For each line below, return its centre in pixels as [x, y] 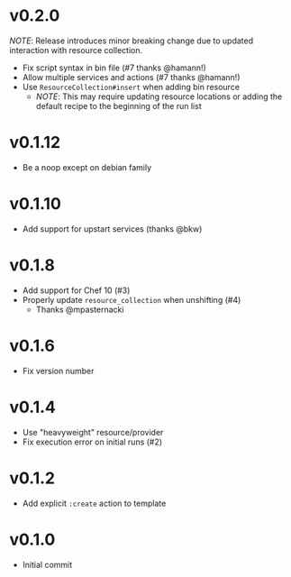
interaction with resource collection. [76, 50]
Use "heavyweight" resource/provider [93, 432]
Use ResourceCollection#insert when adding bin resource [131, 87]
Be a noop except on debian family [87, 167]
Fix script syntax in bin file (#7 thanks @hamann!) [114, 68]
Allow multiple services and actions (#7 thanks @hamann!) [131, 77]
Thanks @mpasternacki [80, 309]
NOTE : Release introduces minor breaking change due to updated [132, 41]
